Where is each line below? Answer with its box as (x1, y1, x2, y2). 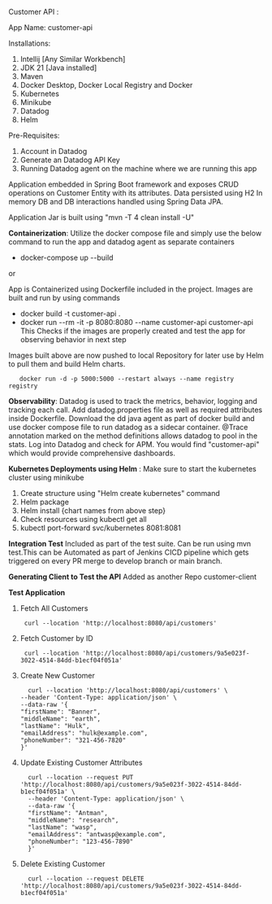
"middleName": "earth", (19, 715, 101, 723)
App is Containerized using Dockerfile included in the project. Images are (8, 284, 253, 294)
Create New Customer (19, 671, 96, 680)
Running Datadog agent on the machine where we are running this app (19, 164, 257, 173)
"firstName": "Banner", (19, 708, 101, 716)
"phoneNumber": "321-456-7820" (19, 736, 127, 744)
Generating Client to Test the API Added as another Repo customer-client (8, 572, 257, 581)
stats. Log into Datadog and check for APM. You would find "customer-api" (8, 440, 260, 449)
